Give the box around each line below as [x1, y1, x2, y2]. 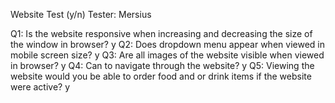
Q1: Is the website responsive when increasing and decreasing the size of [10, 28, 313, 39]
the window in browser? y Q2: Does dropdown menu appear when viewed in [10, 39, 325, 50]
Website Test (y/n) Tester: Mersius [10, 9, 152, 20]
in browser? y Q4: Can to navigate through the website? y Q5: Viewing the [10, 60, 315, 71]
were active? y [10, 81, 71, 93]
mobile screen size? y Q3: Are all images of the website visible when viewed [10, 49, 325, 61]
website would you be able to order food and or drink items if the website [10, 70, 312, 82]
